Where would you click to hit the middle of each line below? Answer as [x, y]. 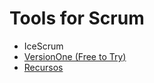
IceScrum [43, 46]
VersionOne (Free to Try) [75, 56]
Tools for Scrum [77, 18]
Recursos [43, 67]
